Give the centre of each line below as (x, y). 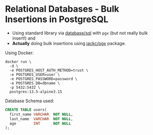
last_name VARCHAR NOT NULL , (41, 119)
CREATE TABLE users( (26, 110)
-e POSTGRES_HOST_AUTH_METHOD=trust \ (49, 70)
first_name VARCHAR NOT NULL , (41, 114)
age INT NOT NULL (40, 123)
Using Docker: (20, 53)
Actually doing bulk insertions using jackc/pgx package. (69, 43)
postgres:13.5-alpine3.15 (36, 91)
